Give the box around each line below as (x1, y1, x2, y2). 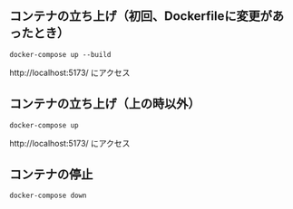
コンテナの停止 (9, 166, 93, 183)
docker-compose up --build (9, 50, 112, 59)
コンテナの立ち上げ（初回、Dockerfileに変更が (9, 8, 273, 24)
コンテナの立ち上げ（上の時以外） (9, 96, 200, 111)
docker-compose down (9, 191, 88, 201)
